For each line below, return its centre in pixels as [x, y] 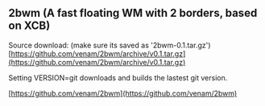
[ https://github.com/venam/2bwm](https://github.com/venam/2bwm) [123, 93]
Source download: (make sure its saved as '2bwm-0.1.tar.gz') [110, 45]
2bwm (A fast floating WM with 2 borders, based [133, 13]
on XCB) [29, 26]
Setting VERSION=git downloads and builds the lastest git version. [118, 77]
